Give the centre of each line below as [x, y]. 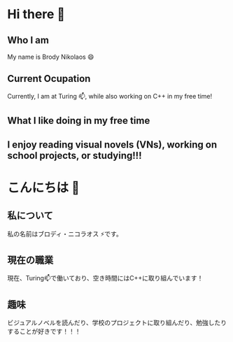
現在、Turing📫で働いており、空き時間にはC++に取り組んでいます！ [105, 278]
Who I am [28, 40]
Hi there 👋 [36, 14]
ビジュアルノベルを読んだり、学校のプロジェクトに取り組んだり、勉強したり [117, 323]
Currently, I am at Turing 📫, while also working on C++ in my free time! [110, 96]
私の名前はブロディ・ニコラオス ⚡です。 [65, 234]
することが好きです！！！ [44, 332]
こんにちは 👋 [44, 187]
